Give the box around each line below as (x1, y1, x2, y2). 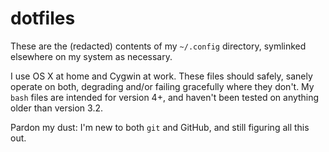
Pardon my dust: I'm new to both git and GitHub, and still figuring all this (10, 121, 310, 133)
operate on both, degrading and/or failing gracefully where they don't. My (10, 80, 315, 92)
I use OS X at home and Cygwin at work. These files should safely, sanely (10, 70, 313, 82)
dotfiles (10, 7, 76, 30)
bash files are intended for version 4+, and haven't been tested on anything (10, 91, 320, 103)
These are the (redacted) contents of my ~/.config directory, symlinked (10, 40, 307, 52)
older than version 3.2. (10, 102, 104, 114)
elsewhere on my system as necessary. (10, 50, 173, 62)
